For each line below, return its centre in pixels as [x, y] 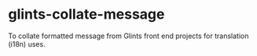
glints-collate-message [86, 14]
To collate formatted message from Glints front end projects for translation [128, 36]
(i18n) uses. [27, 44]
